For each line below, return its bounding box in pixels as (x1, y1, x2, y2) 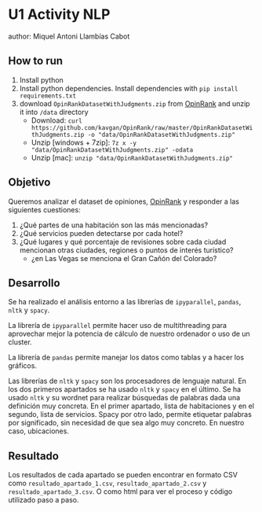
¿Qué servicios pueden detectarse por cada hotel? (19, 228, 184, 238)
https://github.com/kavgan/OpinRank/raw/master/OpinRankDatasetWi (31, 123, 253, 131)
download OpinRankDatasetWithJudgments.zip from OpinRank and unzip (19, 98, 250, 108)
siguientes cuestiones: (8, 204, 81, 214)
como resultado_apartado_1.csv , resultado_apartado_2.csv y (8, 478, 207, 488)
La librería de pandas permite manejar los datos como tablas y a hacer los (8, 352, 245, 363)
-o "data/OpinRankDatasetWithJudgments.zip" (87, 131, 235, 138)
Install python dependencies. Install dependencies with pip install (19, 83, 238, 93)
